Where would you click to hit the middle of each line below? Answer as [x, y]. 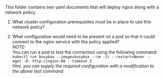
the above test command [38, 71]
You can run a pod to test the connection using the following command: [85, 52]
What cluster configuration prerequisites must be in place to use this [82, 22]
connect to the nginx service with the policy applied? [66, 42]
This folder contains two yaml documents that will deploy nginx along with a [82, 7]
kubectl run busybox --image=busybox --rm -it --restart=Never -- [82, 57]
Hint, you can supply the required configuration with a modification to [83, 66]
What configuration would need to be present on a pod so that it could [83, 37]
